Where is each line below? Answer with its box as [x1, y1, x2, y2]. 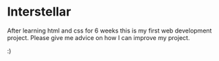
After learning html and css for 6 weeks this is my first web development [7, 26, 212, 35]
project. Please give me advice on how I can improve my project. [7, 33, 190, 41]
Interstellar [7, 4, 71, 20]
